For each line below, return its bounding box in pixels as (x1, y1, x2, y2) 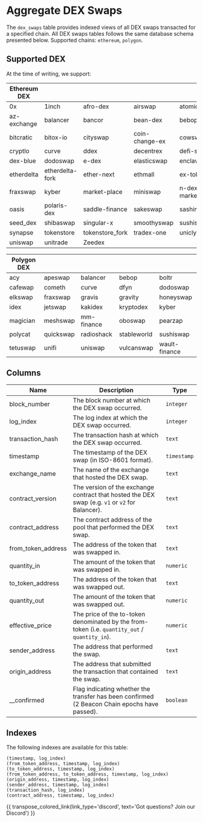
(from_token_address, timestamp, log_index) (6, 761, 120, 767)
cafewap (9, 283, 34, 291)
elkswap (9, 293, 33, 301)
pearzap (159, 316, 183, 325)
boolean (166, 696, 188, 704)
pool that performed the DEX (72, 523, 155, 531)
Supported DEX (6, 54, 66, 64)
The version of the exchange (72, 483, 155, 491)
